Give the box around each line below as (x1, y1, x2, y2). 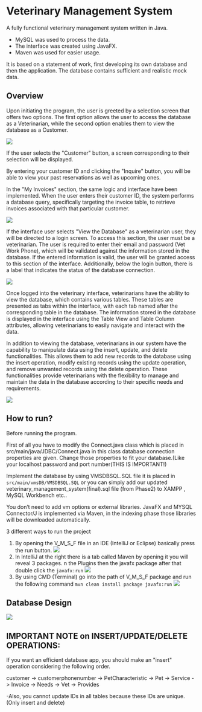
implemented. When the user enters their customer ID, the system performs (6, 192, 194, 199)
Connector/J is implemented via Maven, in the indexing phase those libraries (6, 510, 196, 517)
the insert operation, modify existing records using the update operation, (6, 358, 187, 366)
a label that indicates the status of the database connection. (6, 266, 156, 273)
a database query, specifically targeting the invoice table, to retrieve (6, 198, 175, 206)
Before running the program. (6, 429, 77, 436)
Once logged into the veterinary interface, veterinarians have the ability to (6, 289, 190, 297)
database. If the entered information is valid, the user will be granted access (6, 253, 195, 261)
